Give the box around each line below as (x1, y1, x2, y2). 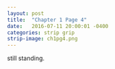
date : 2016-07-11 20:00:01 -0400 (7, 23, 109, 29)
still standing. (7, 54, 45, 62)
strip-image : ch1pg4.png (7, 36, 78, 42)
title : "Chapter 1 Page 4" (7, 16, 88, 23)
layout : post (7, 10, 44, 17)
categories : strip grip (7, 29, 75, 36)
